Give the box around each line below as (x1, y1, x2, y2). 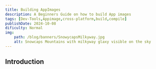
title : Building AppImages (5, 7, 61, 12)
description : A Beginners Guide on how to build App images (5, 12, 132, 17)
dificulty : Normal (5, 26, 43, 31)
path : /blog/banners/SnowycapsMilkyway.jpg (14, 35, 105, 40)
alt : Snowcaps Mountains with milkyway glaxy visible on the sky (14, 39, 152, 44)
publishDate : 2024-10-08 (5, 21, 56, 26)
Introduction (5, 58, 44, 66)
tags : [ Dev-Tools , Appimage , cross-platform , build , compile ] (5, 16, 127, 21)
